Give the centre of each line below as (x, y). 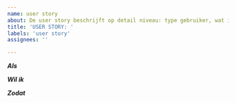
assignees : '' (28, 40)
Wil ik (16, 80)
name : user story (33, 14)
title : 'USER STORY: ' (40, 27)
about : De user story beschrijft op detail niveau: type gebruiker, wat (116, 20)
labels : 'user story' (39, 33)
